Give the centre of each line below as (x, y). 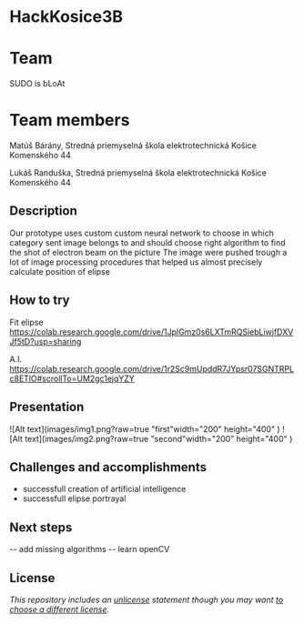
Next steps (41, 527)
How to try (40, 301)
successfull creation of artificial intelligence (104, 489)
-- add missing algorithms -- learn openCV (90, 549)
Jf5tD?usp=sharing (46, 341)
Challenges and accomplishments (108, 467)
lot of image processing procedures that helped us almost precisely (136, 262)
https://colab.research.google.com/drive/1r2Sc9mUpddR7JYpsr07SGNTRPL (152, 368)
